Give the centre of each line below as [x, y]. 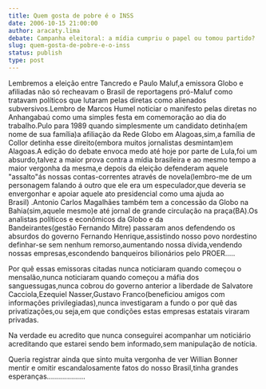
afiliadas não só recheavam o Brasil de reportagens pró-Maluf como [121, 91]
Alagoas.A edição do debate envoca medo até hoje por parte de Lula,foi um [133, 151]
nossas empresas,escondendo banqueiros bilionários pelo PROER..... [122, 253]
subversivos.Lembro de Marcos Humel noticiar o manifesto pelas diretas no [133, 108]
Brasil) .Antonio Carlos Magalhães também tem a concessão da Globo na [129, 202]
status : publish [35, 53]
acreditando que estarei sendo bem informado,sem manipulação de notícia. [133, 343]
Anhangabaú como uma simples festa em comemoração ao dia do [117, 117]
